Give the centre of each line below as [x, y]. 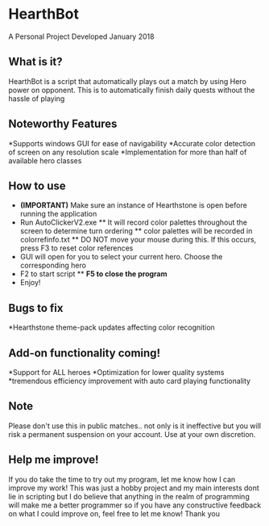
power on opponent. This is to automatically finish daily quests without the [132, 90]
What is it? [35, 62]
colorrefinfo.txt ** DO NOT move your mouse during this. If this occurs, [138, 240]
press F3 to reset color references [77, 248]
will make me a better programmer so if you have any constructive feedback [135, 505]
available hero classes [45, 160]
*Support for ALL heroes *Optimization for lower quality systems [116, 372]
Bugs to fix [36, 308]
